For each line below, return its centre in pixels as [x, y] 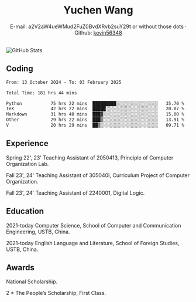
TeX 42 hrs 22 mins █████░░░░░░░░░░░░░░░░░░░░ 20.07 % [95, 109]
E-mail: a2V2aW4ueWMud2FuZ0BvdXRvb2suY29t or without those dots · [98, 26]
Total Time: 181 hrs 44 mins [42, 93]
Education [25, 211]
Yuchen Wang [98, 10]
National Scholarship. [32, 281]
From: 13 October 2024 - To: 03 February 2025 [64, 82]
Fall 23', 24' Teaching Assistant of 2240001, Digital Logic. [75, 193]
